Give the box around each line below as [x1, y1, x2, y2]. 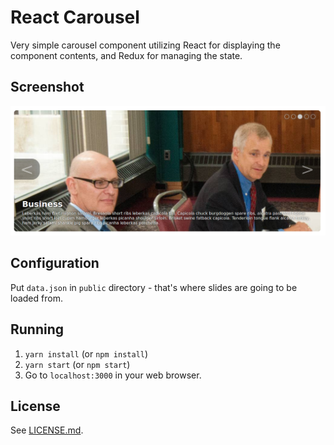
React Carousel [10, 6, 140, 29]
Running [10, 321, 65, 338]
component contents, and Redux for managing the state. [10, 49, 243, 61]
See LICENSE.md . [10, 424, 84, 436]
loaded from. [10, 292, 63, 304]
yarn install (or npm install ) [24, 347, 149, 360]
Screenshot [10, 79, 85, 96]
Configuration [10, 255, 100, 272]
